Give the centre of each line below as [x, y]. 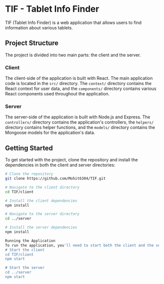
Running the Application [30, 240]
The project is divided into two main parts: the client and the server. [73, 55]
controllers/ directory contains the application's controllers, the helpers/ [79, 122]
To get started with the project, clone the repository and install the [72, 160]
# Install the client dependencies [41, 201]
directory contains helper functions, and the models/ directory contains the [80, 128]
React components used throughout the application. [57, 94]
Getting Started [29, 148]
